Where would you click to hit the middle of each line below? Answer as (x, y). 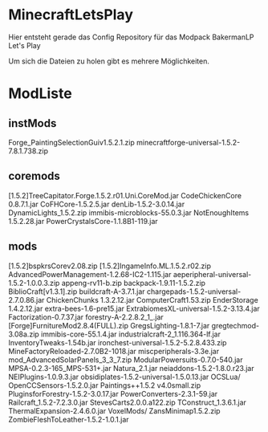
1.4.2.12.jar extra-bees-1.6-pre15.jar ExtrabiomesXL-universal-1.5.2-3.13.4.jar (134, 308)
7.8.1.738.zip (28, 151)
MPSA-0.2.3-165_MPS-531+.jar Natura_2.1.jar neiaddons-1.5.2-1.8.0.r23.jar (131, 368)
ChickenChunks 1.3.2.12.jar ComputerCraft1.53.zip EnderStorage (152, 300)
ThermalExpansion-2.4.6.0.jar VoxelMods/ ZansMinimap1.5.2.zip (114, 410)
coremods (34, 176)
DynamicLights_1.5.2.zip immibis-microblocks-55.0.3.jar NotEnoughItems (129, 212)
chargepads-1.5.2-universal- (194, 291)
